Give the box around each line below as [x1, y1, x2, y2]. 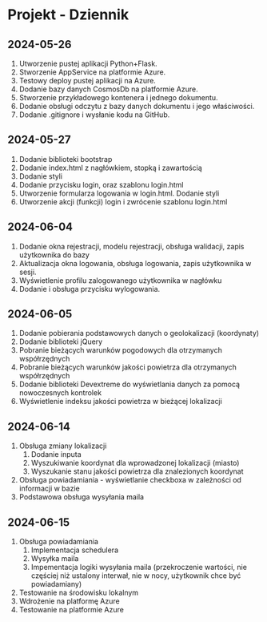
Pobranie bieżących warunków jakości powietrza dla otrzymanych [18, 362, 237, 372]
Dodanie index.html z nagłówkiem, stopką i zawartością [18, 163, 203, 172]
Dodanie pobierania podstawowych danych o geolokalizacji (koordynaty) [18, 329, 260, 338]
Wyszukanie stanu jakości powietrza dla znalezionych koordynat [30, 466, 244, 476]
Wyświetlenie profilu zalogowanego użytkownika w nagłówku [18, 275, 222, 285]
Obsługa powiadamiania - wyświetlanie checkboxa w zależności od [18, 475, 241, 485]
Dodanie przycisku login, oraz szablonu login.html [18, 180, 184, 189]
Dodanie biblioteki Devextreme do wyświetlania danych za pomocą [18, 379, 241, 390]
